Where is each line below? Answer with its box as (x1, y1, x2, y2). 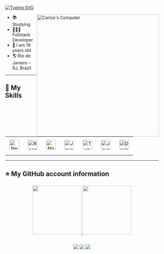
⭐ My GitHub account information (5, 170, 109, 178)
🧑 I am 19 (12, 42, 31, 48)
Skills (5, 91, 22, 100)
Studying (12, 21, 31, 27)
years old (12, 47, 31, 53)
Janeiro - (12, 60, 31, 65)
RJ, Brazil (12, 65, 32, 71)
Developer (12, 37, 33, 42)
